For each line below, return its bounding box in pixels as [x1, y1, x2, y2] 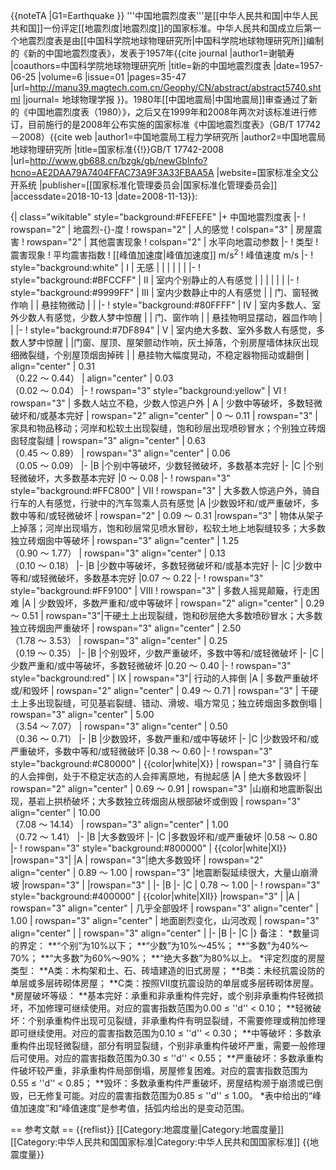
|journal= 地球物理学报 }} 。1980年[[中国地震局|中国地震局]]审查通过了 [22, 94, 310, 105]
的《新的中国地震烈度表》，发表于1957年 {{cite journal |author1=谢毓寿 [10, 47, 295, 59]
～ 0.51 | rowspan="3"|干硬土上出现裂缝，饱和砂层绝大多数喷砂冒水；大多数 [10, 609, 323, 621]
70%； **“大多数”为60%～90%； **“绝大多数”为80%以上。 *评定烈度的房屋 [10, 952, 326, 964]
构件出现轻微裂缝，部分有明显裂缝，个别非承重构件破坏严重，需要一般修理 [18, 1039, 326, 1051]
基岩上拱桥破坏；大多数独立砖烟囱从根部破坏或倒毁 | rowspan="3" [27, 795, 302, 807]
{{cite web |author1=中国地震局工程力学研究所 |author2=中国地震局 [49, 131, 326, 143]
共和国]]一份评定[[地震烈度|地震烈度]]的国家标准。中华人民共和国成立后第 [10, 22, 313, 34]
